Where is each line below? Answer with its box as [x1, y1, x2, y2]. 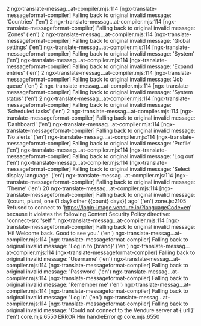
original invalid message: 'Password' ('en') [6, 268, 111, 275]
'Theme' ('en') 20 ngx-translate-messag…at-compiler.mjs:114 [6, 185, 158, 192]
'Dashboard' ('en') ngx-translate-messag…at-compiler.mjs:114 [6, 121, 161, 127]
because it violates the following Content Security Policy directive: [6, 211, 170, 217]
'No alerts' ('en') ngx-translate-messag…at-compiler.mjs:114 [6, 133, 155, 141]
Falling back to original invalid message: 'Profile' [72, 140, 193, 147]
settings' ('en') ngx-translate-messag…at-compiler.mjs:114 [6, 43, 152, 51]
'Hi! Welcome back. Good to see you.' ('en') [6, 229, 114, 237]
